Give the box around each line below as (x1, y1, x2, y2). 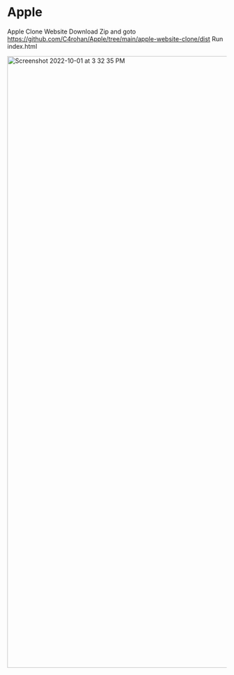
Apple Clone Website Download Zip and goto (7, 27, 136, 36)
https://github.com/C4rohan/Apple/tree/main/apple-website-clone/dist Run (7, 34, 224, 43)
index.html (7, 42, 38, 50)
